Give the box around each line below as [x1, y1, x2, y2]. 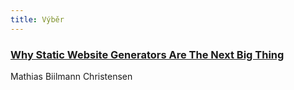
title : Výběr [10, 14, 65, 25]
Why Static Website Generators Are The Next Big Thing [10, 47, 285, 61]
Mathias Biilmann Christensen [10, 70, 133, 82]
